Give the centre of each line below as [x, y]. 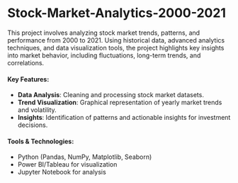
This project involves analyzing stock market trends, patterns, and [104, 33]
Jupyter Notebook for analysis [62, 172]
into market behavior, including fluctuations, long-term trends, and [104, 55]
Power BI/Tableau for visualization [67, 165]
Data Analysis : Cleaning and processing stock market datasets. [110, 95]
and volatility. [37, 110]
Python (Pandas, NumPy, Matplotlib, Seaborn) [85, 157]
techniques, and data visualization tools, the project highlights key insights [116, 48]
